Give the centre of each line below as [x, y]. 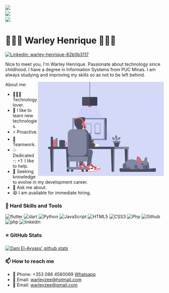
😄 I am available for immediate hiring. [52, 193]
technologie [25, 121]
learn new [23, 115]
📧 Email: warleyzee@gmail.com [45, 285]
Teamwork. [24, 144]
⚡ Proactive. [25, 132]
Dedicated [23, 155]
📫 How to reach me [30, 261]
